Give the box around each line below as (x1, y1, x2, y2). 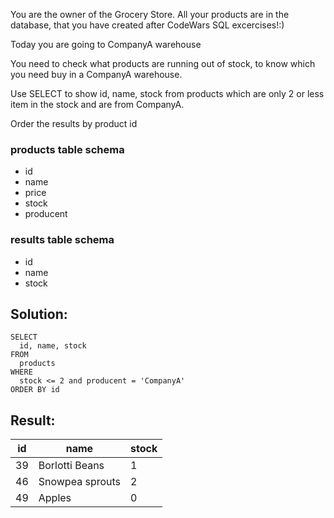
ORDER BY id (10, 385, 60, 395)
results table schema (10, 233, 115, 247)
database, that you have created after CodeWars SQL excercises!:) (10, 19, 285, 31)
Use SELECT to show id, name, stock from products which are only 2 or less (10, 88, 325, 99)
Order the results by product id (10, 118, 138, 129)
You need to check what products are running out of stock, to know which (10, 58, 316, 69)
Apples (38, 491, 72, 505)
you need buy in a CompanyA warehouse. (10, 69, 183, 80)
